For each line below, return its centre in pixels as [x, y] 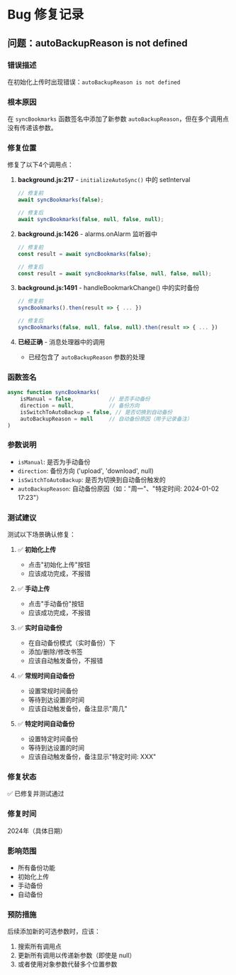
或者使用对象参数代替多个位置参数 [67, 964]
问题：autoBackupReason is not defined [97, 43]
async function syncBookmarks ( [54, 393]
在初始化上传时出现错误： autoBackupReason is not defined [94, 82]
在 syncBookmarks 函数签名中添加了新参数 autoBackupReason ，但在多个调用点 [118, 119]
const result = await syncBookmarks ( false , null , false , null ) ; [114, 273]
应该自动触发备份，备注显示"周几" [78, 709]
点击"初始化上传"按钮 [59, 565]
